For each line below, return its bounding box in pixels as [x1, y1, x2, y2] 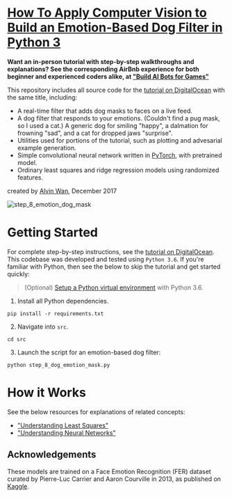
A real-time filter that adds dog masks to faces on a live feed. [17, 106, 192, 115]
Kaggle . [7, 482, 30, 490]
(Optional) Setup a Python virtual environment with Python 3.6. [24, 283, 204, 292]
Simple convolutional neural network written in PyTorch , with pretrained [17, 151, 222, 159]
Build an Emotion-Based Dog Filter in [7, 19, 223, 35]
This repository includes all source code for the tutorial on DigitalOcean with [7, 86, 226, 94]
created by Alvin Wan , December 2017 [7, 187, 117, 195]
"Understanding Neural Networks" [17, 428, 116, 436]
